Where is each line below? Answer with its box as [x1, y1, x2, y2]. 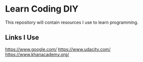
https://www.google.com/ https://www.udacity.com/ [5, 46, 111, 52]
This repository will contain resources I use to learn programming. [5, 19, 139, 25]
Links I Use [5, 33, 39, 42]
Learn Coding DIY [5, 3, 79, 15]
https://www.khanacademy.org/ [5, 51, 69, 57]
